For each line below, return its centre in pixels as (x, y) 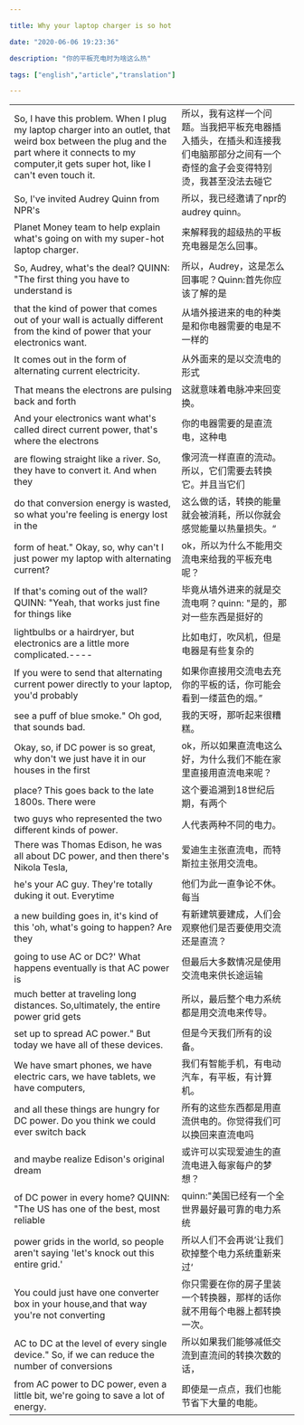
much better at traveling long (76, 994)
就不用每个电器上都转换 (232, 1311)
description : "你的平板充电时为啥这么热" (81, 58)
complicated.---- (53, 655)
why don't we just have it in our (80, 759)
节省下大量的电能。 (223, 1403)
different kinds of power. (66, 831)
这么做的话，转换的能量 (232, 501)
